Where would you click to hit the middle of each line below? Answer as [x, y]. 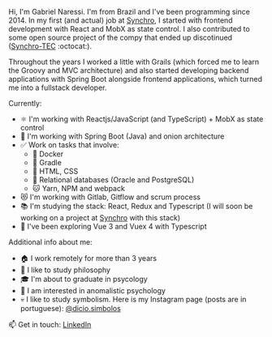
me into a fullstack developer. [58, 87]
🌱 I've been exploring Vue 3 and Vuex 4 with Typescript [113, 226]
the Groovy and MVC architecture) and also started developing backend [129, 70]
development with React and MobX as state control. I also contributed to [129, 29]
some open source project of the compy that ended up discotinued [121, 37]
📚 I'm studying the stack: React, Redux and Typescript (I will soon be [136, 206]
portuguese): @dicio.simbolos [71, 308]
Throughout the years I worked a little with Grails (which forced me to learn [134, 62]
